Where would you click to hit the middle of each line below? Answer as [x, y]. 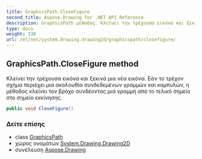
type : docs [20, 28]
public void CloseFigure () [40, 109]
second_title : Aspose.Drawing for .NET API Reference [75, 17]
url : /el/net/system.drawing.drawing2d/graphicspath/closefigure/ [91, 40]
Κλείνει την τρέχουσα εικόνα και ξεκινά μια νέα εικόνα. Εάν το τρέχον [95, 78]
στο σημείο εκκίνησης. [34, 97]
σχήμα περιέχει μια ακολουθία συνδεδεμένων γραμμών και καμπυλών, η [98, 85]
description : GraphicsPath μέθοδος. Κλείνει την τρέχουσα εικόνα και [95, 23]
